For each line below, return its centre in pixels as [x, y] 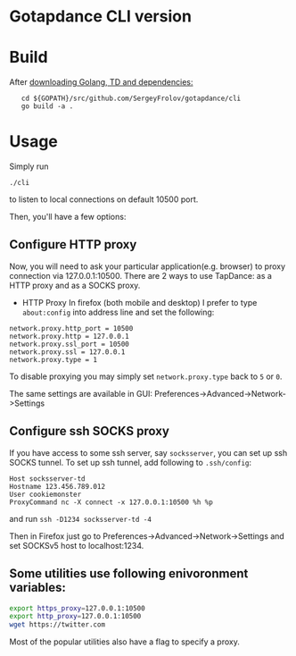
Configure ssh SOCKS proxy [89, 431]
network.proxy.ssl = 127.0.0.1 [67, 352]
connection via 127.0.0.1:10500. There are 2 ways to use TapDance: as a [140, 275]
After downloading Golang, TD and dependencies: [101, 82]
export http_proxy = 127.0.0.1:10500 [75, 617]
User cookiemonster [45, 494]
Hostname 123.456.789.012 [57, 486]
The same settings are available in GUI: [81, 393]
